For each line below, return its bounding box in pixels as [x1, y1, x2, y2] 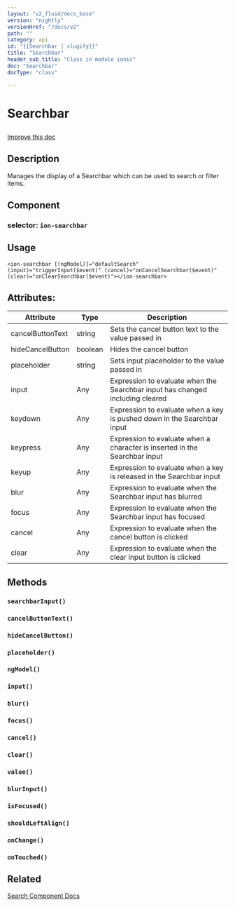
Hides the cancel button [110, 344, 189, 354]
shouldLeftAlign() [7, 819, 70, 827]
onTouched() [7, 853, 48, 861]
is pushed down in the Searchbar [110, 414, 219, 424]
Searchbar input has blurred [110, 492, 202, 502]
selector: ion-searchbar [7, 220, 88, 230]
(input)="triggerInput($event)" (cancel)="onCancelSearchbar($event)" [7, 267, 218, 274]
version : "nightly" [7, 17, 64, 24]
